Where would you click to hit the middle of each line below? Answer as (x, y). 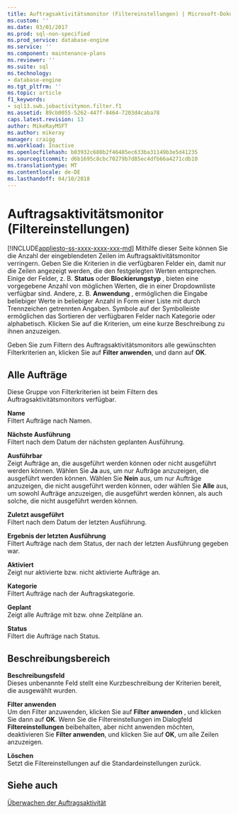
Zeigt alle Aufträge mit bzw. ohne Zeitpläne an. (75, 615)
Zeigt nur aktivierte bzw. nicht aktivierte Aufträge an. (84, 572)
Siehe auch (33, 785)
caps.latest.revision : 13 (45, 119)
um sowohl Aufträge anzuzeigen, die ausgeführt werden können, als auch (115, 494)
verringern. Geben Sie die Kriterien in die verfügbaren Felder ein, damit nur (117, 264)
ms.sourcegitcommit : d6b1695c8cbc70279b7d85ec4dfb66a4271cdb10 (103, 159)
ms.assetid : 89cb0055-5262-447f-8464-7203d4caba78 (84, 113)
